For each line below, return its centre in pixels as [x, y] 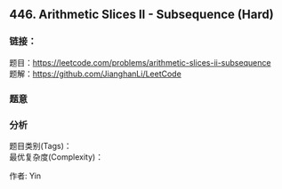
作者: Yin [25, 176]
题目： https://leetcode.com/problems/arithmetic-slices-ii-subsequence [140, 62]
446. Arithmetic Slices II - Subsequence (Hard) [141, 15]
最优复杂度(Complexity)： [56, 157]
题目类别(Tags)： [41, 146]
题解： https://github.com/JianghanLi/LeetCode [96, 74]
